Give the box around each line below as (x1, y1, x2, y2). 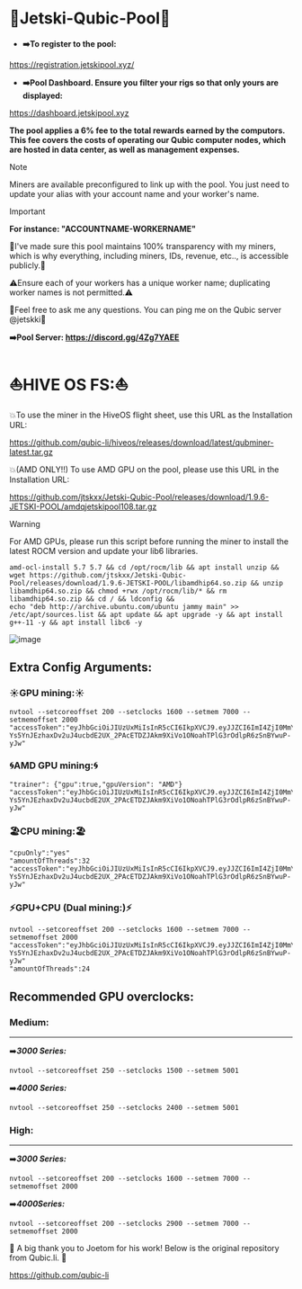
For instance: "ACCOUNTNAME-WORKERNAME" (9, 223, 196, 234)
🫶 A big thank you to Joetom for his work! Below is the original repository (9, 1243, 280, 1254)
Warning (9, 518, 40, 529)
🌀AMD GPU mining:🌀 (9, 759, 99, 772)
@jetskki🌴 (9, 314, 47, 325)
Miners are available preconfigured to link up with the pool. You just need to (9, 179, 289, 190)
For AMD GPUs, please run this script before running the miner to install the (9, 535, 289, 547)
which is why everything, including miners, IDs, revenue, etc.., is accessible (9, 250, 289, 261)
